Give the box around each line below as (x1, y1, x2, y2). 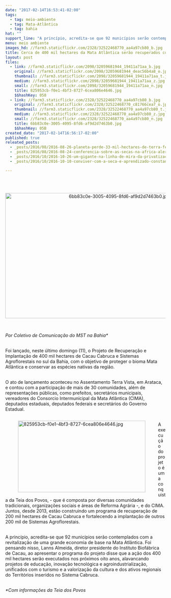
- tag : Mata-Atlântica (10, 21, 58, 27)
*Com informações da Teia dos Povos (5, 587, 86, 593)
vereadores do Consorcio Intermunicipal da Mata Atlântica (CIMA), (5, 395, 145, 401)
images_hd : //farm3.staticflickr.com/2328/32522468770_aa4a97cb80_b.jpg (5, 45, 163, 50)
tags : (5, 12, 17, 17)
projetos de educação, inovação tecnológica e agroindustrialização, (5, 561, 148, 567)
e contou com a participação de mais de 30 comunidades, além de (5, 384, 146, 390)
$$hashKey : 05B (14, 126, 47, 131)
